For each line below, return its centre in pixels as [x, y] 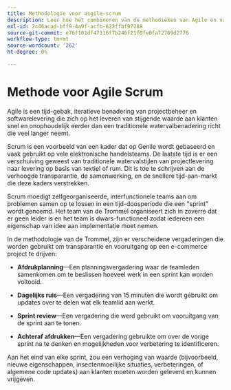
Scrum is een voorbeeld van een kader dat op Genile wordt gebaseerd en [111, 146]
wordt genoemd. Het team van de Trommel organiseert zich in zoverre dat [112, 211]
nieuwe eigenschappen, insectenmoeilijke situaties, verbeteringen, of [106, 364]
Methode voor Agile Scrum [85, 92]
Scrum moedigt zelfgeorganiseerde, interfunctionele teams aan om [102, 196]
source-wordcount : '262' [43, 45]
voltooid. [30, 281]
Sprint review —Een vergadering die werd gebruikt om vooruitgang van [118, 316]
